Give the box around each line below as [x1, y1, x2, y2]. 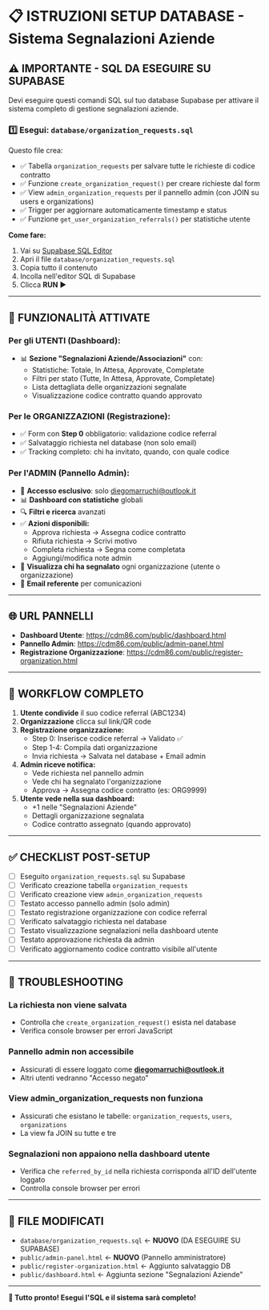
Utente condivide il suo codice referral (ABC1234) [19, 708, 187, 718]
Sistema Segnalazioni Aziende [8, 30, 215, 48]
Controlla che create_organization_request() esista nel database [19, 1017, 236, 1028]
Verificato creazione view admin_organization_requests [19, 890, 203, 899]
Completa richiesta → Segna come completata [31, 544, 186, 554]
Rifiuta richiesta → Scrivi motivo [31, 536, 138, 545]
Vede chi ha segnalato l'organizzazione [31, 777, 162, 787]
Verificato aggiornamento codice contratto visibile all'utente [19, 944, 218, 954]
